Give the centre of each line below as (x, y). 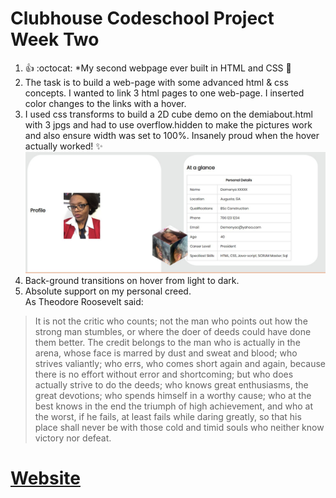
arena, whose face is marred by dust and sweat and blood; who (166, 353)
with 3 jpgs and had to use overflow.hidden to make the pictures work (168, 124)
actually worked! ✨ (63, 146)
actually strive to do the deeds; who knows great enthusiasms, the (171, 385)
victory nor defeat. (73, 438)
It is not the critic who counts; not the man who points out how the (171, 321)
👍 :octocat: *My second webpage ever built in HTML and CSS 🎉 (158, 68)
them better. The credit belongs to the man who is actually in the (167, 343)
